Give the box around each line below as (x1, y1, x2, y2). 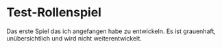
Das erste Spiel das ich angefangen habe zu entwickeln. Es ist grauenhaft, (6, 27, 217, 35)
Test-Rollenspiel (6, 5, 102, 20)
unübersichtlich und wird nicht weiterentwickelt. (6, 34, 142, 42)
